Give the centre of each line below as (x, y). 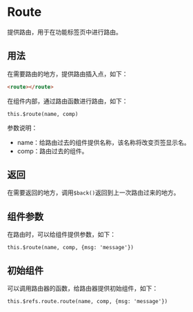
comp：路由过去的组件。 (52, 151)
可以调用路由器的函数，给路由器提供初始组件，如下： (83, 289)
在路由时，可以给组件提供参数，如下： (61, 235)
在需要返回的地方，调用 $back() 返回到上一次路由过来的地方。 (94, 193)
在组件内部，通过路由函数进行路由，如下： (68, 101)
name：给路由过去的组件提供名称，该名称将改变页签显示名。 (104, 142)
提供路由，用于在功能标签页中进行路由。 (64, 32)
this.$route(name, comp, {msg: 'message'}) (71, 248)
